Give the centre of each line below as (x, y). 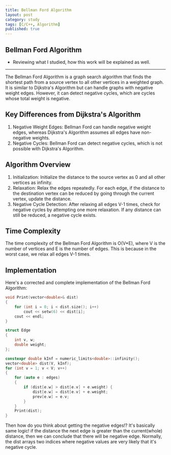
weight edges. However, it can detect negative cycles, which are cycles (80, 93)
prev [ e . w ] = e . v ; (51, 397)
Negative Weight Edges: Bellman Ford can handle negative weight (82, 127)
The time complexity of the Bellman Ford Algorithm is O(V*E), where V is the (85, 243)
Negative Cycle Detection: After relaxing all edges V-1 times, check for (86, 204)
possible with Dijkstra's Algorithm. (48, 148)
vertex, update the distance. (42, 199)
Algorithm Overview (38, 165)
